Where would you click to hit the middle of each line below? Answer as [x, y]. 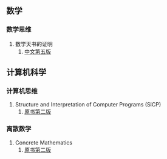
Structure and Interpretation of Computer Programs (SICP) [88, 105]
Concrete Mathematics [44, 142]
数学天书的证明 [34, 44]
